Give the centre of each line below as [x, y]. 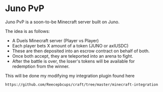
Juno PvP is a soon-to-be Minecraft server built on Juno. [62, 22]
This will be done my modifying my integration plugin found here [70, 76]
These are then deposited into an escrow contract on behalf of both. [81, 51]
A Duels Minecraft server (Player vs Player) [55, 40]
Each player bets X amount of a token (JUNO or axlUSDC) [70, 46]
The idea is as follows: [28, 31]
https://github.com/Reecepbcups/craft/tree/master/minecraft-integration [82, 84]
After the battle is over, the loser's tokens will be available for [73, 61]
